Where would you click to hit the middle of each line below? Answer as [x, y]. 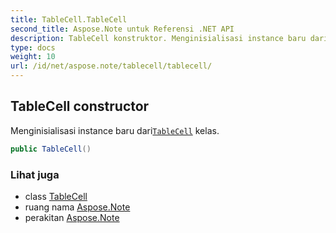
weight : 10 [33, 57]
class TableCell [56, 196]
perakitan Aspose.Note [72, 217]
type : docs [33, 47]
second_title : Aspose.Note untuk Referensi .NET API [122, 29]
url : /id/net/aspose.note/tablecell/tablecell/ [111, 66]
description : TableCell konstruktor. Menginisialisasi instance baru [158, 38]
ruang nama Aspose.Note [77, 207]
